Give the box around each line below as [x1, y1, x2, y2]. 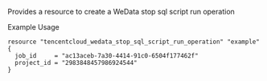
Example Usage [7, 22, 60, 31]
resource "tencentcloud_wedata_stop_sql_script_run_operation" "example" [7, 38, 261, 46]
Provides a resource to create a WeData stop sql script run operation [7, 7, 235, 16]
